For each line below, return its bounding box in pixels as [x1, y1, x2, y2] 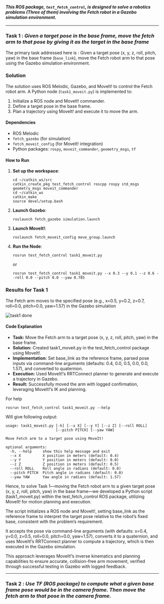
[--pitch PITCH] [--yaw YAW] [55, 428, 115, 432]
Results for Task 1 [5, 286, 48, 293]
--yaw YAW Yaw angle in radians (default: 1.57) [10, 475, 121, 479]
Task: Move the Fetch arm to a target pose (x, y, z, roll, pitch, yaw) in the [12, 334, 159, 340]
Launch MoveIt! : [12, 225, 47, 232]
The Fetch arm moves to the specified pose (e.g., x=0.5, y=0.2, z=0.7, [5, 298, 145, 303]
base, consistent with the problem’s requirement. [5, 518, 104, 524]
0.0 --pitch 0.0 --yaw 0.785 [25, 275, 85, 280]
